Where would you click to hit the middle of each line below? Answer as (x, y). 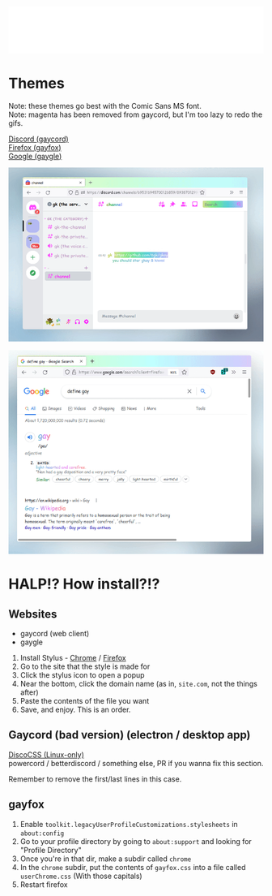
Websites (33, 614)
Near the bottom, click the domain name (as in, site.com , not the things (138, 684)
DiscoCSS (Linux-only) (47, 754)
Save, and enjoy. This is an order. (75, 709)
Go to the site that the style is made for (85, 666)
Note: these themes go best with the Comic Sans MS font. (105, 106)
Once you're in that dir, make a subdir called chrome (106, 859)
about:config (42, 834)
